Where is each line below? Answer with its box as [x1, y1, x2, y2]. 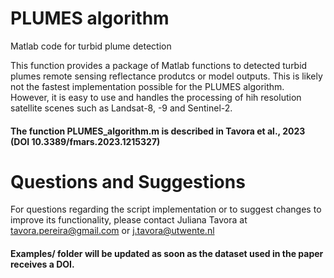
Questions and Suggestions [10, 170, 246, 193]
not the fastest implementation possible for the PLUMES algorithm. [10, 80, 285, 92]
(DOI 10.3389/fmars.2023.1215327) [10, 135, 161, 147]
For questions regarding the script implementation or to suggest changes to [10, 203, 322, 216]
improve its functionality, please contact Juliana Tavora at [10, 214, 248, 226]
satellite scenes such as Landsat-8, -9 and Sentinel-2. [10, 102, 233, 114]
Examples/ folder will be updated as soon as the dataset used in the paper [10, 248, 324, 260]
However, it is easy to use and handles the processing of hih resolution [10, 91, 302, 103]
